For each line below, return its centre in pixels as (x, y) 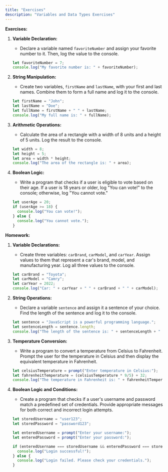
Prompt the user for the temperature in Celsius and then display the (89, 356)
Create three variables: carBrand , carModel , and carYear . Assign (85, 254)
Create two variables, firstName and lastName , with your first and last (91, 87)
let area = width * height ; (41, 159)
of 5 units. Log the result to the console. (61, 140)
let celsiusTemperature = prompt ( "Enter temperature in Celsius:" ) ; (85, 371)
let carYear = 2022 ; (34, 284)
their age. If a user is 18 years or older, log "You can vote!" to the (86, 188)
